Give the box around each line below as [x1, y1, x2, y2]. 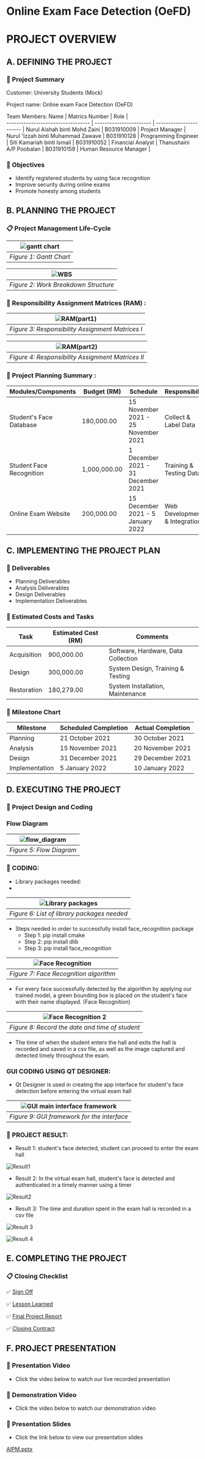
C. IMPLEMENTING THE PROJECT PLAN [6, 545, 160, 556]
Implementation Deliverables [15, 597, 87, 605]
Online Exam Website [9, 509, 70, 518]
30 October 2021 [134, 733, 185, 742]
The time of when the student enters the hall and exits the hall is [15, 1039, 177, 1046]
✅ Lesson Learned [6, 1300, 53, 1308]
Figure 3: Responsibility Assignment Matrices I [9, 325, 143, 333]
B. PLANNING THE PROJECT [6, 205, 116, 216]
